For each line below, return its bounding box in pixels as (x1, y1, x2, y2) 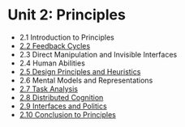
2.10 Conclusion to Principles (19, 109, 117, 119)
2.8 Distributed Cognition (19, 92, 104, 102)
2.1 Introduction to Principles (19, 32, 114, 42)
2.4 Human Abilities (19, 58, 86, 68)
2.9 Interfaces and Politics (19, 101, 107, 111)
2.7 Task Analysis (19, 83, 79, 94)
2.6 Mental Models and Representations (19, 75, 153, 85)
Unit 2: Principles (7, 6, 127, 24)
